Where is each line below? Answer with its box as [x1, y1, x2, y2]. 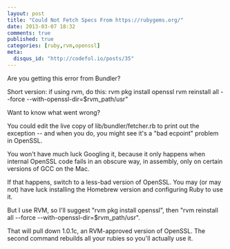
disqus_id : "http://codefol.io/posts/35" [13, 55, 135, 62]
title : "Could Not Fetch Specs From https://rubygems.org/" [7, 17, 184, 24]
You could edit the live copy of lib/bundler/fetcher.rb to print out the [7, 122, 200, 130]
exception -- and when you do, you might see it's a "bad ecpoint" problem [7, 129, 219, 137]
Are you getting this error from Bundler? [7, 74, 121, 82]
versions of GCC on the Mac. [7, 164, 90, 173]
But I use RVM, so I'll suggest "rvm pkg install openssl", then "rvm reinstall [7, 205, 219, 214]
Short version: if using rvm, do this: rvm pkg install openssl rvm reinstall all [7, 87, 220, 95]
